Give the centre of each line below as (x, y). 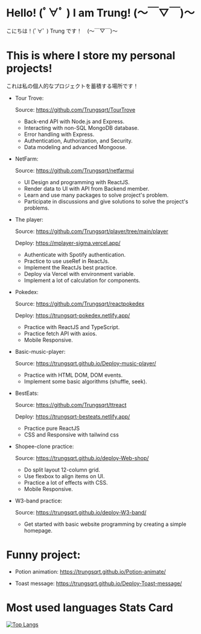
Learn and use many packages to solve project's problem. (96, 195)
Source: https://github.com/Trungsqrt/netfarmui (75, 170)
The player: (29, 219)
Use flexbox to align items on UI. (64, 476)
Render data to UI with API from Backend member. (87, 188)
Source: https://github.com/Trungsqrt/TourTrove (75, 109)
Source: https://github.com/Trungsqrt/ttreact (71, 405)
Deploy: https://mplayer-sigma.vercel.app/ (68, 243)
